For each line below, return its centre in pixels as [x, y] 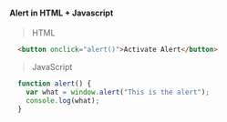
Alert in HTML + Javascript [62, 13]
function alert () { [55, 84]
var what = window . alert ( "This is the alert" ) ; [118, 92]
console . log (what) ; [63, 100]
